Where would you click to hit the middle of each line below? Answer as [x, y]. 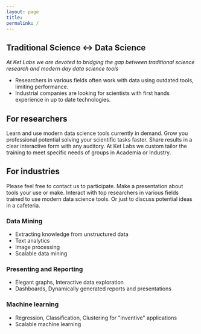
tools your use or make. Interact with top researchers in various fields [93, 192]
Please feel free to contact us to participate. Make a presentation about [95, 186]
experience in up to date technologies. [63, 100]
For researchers [37, 119]
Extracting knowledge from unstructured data [72, 234]
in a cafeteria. [23, 205]
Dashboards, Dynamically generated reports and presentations [93, 289]
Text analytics [32, 241]
